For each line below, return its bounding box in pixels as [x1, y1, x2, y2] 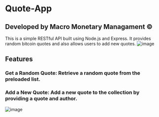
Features [5, 55, 33, 63]
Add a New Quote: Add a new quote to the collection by [5, 89, 140, 96]
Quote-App [5, 3, 52, 14]
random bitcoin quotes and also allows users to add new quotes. [5, 41, 136, 47]
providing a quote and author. [5, 95, 77, 102]
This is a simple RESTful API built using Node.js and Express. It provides [5, 35, 151, 41]
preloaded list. [5, 76, 41, 83]
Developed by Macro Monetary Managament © [5, 23, 153, 31]
